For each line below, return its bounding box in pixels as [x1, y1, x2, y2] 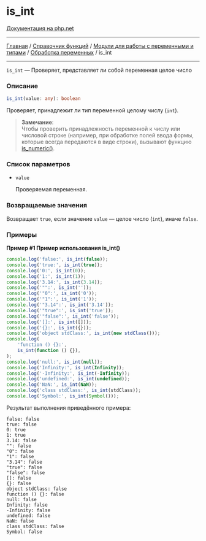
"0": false [6, 448, 34, 455]
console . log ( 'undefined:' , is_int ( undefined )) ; [6, 376, 131, 382]
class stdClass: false [6, 523, 64, 529]
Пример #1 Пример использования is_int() [6, 244, 121, 251]
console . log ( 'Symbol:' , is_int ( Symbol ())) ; [6, 393, 120, 399]
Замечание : [21, 118, 54, 126]
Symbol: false [6, 529, 43, 535]
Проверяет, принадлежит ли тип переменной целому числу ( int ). [6, 107, 179, 114]
